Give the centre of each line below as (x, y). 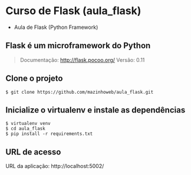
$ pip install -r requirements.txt (49, 134)
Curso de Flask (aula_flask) (73, 11)
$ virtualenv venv (28, 124)
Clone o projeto (34, 79)
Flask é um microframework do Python (78, 46)
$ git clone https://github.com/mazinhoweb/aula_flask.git (80, 92)
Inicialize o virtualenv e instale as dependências (95, 110)
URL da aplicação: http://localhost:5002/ (55, 166)
